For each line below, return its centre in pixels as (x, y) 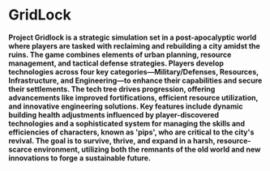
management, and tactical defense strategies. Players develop (116, 63)
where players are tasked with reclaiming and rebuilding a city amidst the (135, 45)
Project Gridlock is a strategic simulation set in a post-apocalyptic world (133, 37)
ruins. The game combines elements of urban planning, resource (120, 54)
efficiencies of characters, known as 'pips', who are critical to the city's (131, 132)
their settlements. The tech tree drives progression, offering (112, 89)
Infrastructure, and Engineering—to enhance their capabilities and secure (135, 80)
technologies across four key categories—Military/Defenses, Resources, (134, 71)
